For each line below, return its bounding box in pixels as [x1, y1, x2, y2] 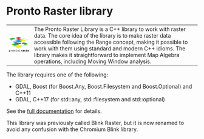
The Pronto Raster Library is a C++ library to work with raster [34, 25, 186, 33]
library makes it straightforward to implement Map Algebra [34, 51, 180, 58]
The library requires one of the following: [6, 71, 109, 78]
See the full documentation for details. [6, 107, 102, 115]
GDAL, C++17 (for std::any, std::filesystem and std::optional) [15, 96, 165, 103]
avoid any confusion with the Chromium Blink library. [6, 126, 138, 133]
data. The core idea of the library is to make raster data [34, 32, 171, 39]
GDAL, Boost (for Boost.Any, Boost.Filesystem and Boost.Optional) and [15, 83, 192, 90]
